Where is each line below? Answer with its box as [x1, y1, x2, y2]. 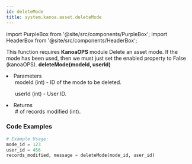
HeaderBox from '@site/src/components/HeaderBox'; [6, 37, 137, 44]
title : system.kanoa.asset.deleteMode [6, 14, 102, 20]
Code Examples [6, 123, 52, 131]
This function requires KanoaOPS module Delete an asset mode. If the [6, 48, 178, 55]
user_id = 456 [6, 147, 41, 153]
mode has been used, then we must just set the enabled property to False [6, 54, 187, 62]
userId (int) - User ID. [14, 90, 67, 97]
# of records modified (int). [14, 108, 81, 115]
